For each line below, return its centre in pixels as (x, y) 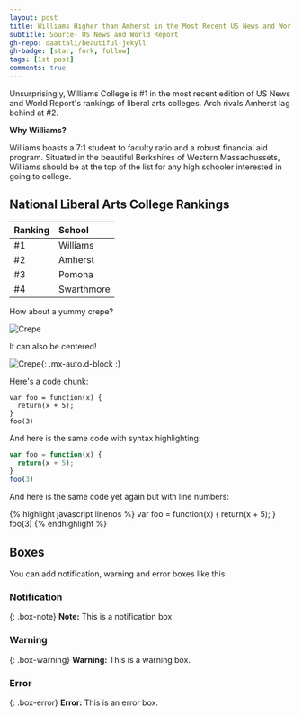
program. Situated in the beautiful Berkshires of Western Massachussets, (145, 157)
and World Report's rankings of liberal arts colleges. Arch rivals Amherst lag (150, 103)
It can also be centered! (53, 346)
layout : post (34, 18)
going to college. (40, 176)
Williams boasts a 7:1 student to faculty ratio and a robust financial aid (138, 147)
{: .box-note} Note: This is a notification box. (92, 617)
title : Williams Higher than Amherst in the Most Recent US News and (142, 26)
